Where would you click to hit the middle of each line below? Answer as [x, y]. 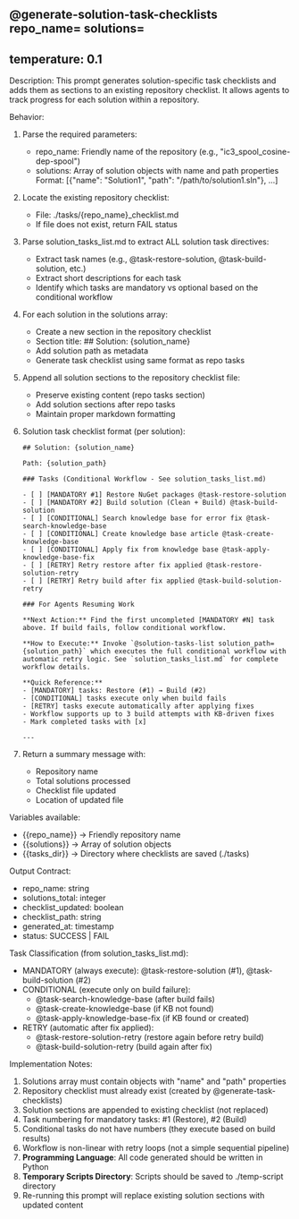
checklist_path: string [62, 917]
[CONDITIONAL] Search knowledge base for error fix [144, 518]
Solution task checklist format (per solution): [104, 431]
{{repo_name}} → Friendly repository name [101, 835]
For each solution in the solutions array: [95, 315]
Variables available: [45, 817]
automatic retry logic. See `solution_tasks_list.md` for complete [150, 660]
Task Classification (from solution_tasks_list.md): [99, 953]
